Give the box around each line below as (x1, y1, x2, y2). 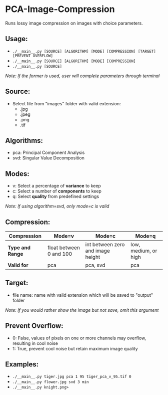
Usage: (5, 35, 28, 43)
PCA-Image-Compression (5, 4, 115, 15)
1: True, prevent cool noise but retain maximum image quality (12, 345, 138, 351)
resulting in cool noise (12, 340, 58, 346)
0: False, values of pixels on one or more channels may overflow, (12, 335, 146, 341)
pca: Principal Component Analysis (12, 149, 85, 156)
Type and (7, 244, 31, 251)
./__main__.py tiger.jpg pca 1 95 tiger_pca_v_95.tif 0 (12, 374, 131, 379)
